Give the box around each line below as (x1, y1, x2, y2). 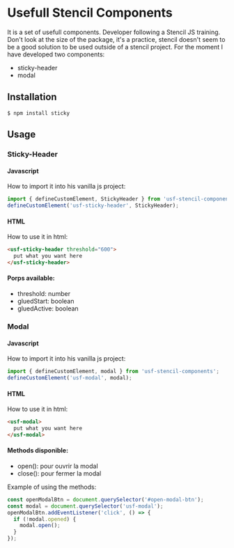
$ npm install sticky (7, 109, 70, 116)
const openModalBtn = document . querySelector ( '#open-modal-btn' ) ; (7, 496, 204, 503)
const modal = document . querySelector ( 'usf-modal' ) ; (7, 503, 164, 510)
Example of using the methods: (7, 483, 97, 491)
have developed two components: (7, 50, 105, 58)
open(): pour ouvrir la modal (17, 462, 99, 470)
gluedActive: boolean (17, 304, 79, 313)
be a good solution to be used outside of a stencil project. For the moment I (7, 42, 224, 51)
